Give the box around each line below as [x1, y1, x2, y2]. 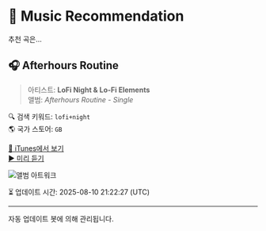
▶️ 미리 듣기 [8, 153, 45, 163]
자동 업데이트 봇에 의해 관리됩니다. [8, 214, 114, 223]
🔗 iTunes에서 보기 [8, 143, 65, 153]
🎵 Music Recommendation [8, 7, 184, 25]
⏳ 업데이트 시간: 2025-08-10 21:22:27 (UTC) [8, 187, 150, 197]
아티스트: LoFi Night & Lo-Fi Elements [27, 85, 150, 94]
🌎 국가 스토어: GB [8, 124, 63, 133]
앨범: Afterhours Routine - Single [27, 94, 134, 104]
